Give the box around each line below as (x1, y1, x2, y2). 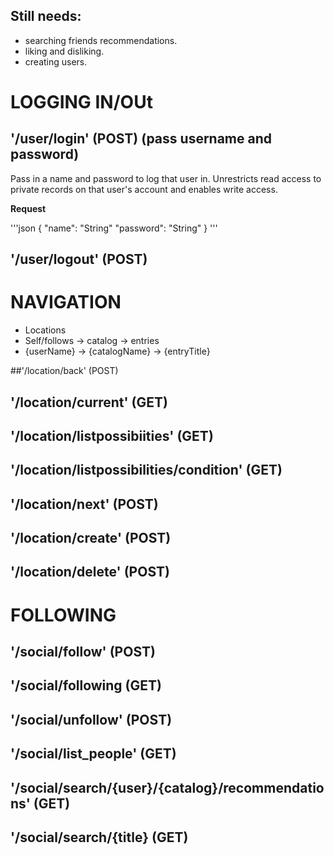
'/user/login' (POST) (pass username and (10, 130, 273, 148)
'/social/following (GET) (10, 677, 162, 694)
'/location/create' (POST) (10, 530, 172, 547)
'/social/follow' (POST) (10, 644, 156, 661)
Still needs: (10, 8, 82, 25)
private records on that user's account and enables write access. (10, 183, 278, 195)
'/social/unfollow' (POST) (10, 711, 173, 728)
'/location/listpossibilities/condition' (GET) (10, 462, 283, 479)
